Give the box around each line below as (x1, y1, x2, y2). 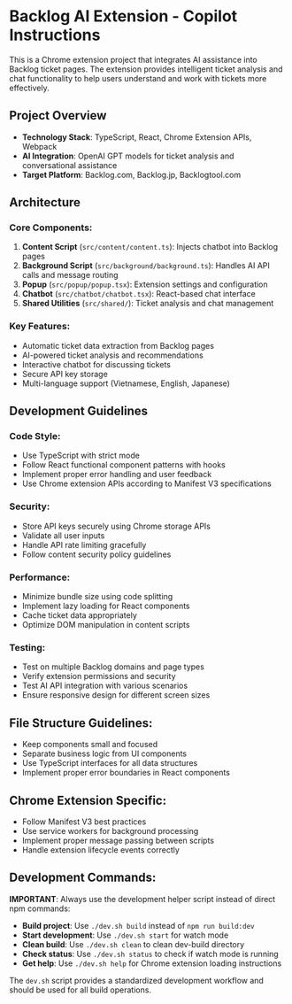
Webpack (21, 141, 58, 151)
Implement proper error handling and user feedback (21, 469, 212, 480)
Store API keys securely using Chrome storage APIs (21, 521, 211, 531)
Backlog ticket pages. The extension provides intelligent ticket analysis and (9, 64, 283, 74)
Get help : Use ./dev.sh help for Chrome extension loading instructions (21, 958, 282, 969)
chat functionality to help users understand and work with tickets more (9, 73, 267, 83)
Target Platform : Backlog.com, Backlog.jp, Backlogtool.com (21, 169, 242, 180)
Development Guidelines (9, 404, 149, 419)
